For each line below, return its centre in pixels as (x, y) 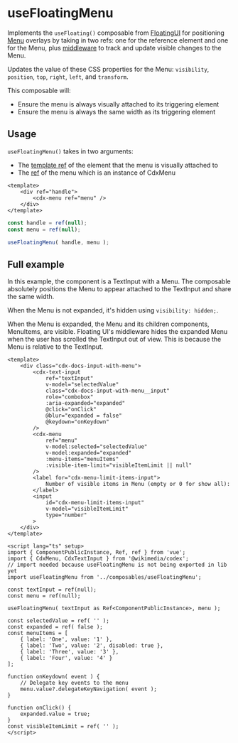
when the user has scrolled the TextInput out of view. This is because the (114, 340)
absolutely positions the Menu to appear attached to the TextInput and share (119, 289)
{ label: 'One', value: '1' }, (66, 640)
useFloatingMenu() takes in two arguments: (70, 151)
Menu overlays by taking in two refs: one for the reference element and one (118, 40)
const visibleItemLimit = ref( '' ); (63, 727)
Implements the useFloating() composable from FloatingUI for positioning (116, 33)
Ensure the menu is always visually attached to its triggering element (118, 104)
